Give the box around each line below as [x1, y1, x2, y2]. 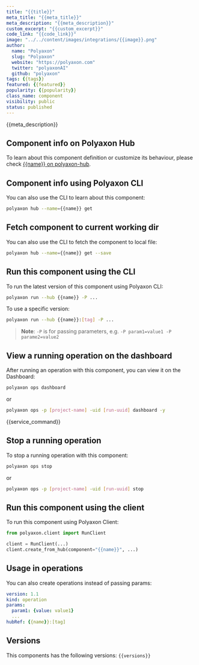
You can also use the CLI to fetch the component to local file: [6, 238, 158, 245]
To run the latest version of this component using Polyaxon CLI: [6, 283, 164, 290]
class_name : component [6, 93, 63, 99]
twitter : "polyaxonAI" [11, 65, 69, 71]
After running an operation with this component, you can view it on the [6, 367, 181, 374]
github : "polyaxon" [11, 71, 61, 77]
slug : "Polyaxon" [11, 54, 55, 60]
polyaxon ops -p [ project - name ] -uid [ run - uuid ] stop [6, 486, 144, 492]
